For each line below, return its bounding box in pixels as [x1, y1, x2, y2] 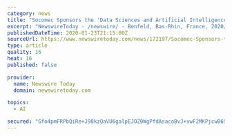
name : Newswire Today [13, 80, 76, 87]
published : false [7, 61, 57, 68]
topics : [7, 99, 30, 106]
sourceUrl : [7, 36, 39, 43]
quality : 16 [7, 49, 41, 56]
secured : [7, 118, 32, 125]
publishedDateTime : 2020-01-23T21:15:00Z [7, 29, 128, 37]
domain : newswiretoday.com [13, 87, 91, 94]
